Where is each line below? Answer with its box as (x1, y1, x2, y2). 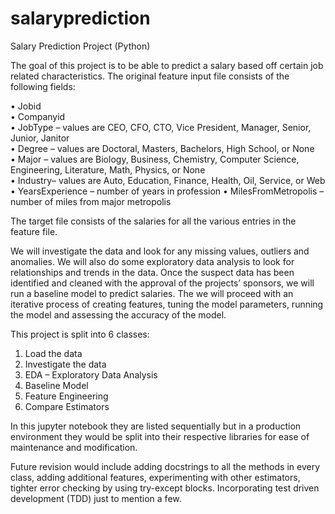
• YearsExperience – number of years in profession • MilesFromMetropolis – (10, 185, 325, 197)
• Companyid (10, 110, 66, 122)
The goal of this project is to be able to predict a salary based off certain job (10, 59, 324, 71)
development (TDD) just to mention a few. (10, 492, 182, 504)
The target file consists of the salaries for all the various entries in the (10, 215, 297, 227)
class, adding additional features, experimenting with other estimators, (10, 471, 301, 483)
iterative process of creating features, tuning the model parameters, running (10, 298, 324, 310)
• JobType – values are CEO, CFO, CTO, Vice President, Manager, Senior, (10, 121, 312, 133)
